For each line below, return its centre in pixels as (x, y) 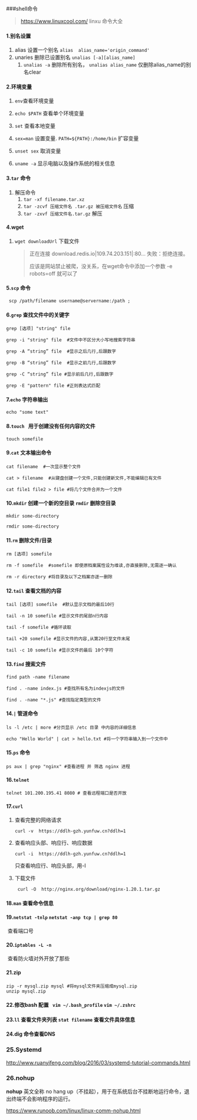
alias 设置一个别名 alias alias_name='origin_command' (82, 50)
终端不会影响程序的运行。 (42, 1099)
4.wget (15, 227)
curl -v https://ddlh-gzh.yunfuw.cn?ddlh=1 (70, 831)
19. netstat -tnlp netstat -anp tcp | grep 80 (62, 917)
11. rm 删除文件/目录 (29, 540)
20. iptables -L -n (29, 944)
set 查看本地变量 (35, 126)
